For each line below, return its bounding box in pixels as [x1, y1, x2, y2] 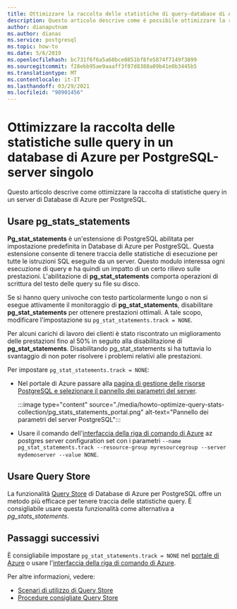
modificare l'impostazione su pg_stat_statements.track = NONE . [7, 315, 193, 324]
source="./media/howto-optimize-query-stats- [89, 400, 225, 409]
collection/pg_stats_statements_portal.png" [17, 407, 144, 416]
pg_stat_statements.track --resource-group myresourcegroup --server [17, 444, 227, 451]
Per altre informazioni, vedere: [7, 572, 95, 581]
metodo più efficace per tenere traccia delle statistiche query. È [7, 497, 193, 505]
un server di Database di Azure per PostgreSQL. [7, 195, 147, 204]
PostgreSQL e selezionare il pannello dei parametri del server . [17, 386, 197, 395]
